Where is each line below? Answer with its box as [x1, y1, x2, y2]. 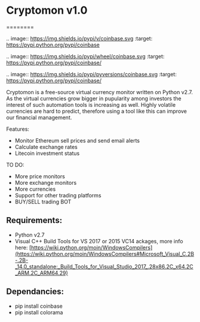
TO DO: [6, 161, 25, 168]
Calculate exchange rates [14, 143, 78, 150]
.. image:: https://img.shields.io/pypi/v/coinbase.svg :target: [6, 35, 153, 42]
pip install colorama [14, 308, 63, 316]
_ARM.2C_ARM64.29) [14, 269, 69, 276]
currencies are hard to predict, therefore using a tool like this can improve [6, 107, 187, 114]
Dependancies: [6, 287, 64, 297]
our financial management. [6, 114, 72, 121]
